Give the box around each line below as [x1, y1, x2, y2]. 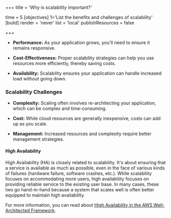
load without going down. [12, 76, 67, 81]
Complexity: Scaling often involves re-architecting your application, [12, 100, 156, 106]
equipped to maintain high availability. [5, 192, 85, 198]
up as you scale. [12, 121, 48, 127]
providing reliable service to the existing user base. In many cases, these [5, 181, 159, 187]
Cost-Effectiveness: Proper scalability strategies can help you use [12, 55, 155, 61]
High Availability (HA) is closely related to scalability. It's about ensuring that [5, 159, 166, 165]
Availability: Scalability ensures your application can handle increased [12, 70, 162, 76]
